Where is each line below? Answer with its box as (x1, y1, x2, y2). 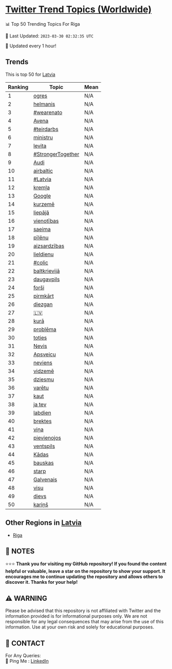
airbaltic (33, 167, 53, 174)
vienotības (33, 217, 59, 224)
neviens (33, 359, 52, 366)
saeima (33, 225, 51, 233)
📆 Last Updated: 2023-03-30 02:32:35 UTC (5, 32, 94, 39)
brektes (33, 417, 52, 425)
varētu (33, 384, 49, 391)
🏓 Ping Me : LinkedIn (5, 658, 49, 664)
